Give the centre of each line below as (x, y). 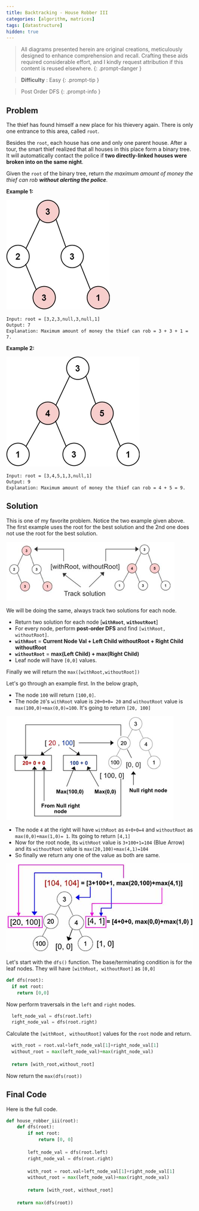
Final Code (27, 1095)
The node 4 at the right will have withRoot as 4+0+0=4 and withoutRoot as (104, 830)
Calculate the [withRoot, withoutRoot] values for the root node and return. (99, 1034)
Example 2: (20, 348)
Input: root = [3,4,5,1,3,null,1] (49, 476)
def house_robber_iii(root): (42, 1121)
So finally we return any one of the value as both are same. (87, 855)
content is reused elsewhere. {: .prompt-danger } (81, 68)
